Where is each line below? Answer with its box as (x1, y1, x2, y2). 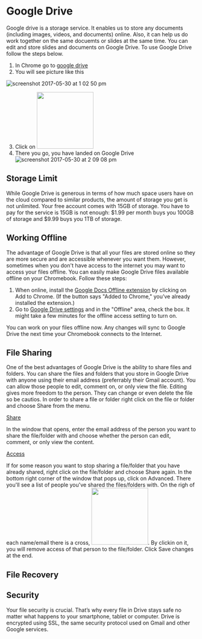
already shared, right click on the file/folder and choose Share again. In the (6, 468, 192, 476)
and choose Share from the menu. (6, 402, 92, 410)
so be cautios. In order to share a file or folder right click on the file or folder (6, 396, 195, 403)
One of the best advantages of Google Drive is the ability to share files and (6, 364, 192, 371)
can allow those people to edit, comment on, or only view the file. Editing (6, 383, 187, 390)
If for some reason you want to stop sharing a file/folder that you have (6, 462, 180, 470)
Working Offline (6, 233, 68, 243)
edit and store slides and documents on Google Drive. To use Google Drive (6, 44, 192, 51)
